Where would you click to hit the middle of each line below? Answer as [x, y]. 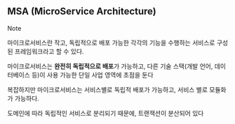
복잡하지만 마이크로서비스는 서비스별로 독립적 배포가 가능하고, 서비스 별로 [108, 89]
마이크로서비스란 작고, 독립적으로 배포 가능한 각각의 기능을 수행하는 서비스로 [111, 42]
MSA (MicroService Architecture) [82, 11]
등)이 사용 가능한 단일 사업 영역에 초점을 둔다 [92, 75]
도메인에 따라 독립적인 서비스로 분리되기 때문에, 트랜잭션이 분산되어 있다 [106, 113]
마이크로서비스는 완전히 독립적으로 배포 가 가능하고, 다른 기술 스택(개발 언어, [110, 66]
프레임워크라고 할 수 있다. [49, 51]
